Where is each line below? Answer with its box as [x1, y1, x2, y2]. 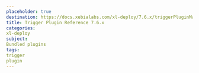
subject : [6, 36, 28, 42]
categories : [6, 25, 36, 31]
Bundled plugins [6, 42, 46, 48]
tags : [6, 47, 20, 53]
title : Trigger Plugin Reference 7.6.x [6, 19, 105, 25]
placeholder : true [6, 8, 52, 15]
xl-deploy [6, 31, 31, 36]
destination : [6, 14, 38, 20]
